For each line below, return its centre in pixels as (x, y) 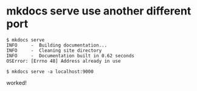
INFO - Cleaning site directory (54, 50)
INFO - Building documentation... (57, 45)
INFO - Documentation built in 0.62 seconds (71, 55)
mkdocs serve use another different (99, 11)
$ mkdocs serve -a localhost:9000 (50, 71)
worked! (17, 83)
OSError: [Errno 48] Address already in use (64, 61)
